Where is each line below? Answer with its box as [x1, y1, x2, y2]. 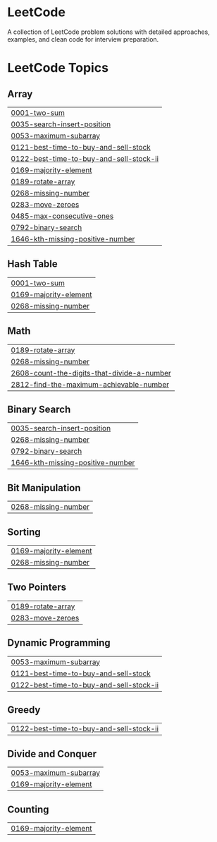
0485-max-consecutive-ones [11, 211, 114, 221]
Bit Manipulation [7, 481, 81, 494]
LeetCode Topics [7, 60, 109, 76]
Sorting [7, 526, 41, 538]
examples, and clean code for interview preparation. [7, 35, 159, 43]
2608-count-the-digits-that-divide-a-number [11, 368, 171, 378]
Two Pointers [7, 582, 67, 594]
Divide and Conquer [7, 747, 97, 759]
